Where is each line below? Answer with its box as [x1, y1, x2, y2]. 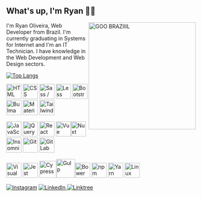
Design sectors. [6, 60, 45, 67]
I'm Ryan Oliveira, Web [6, 22, 63, 29]
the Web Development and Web [6, 53, 85, 61]
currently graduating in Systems [6, 34, 86, 42]
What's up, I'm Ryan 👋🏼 [6, 6, 96, 16]
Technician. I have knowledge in [6, 47, 86, 55]
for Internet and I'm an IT [6, 41, 68, 48]
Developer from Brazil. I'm [6, 28, 71, 35]
